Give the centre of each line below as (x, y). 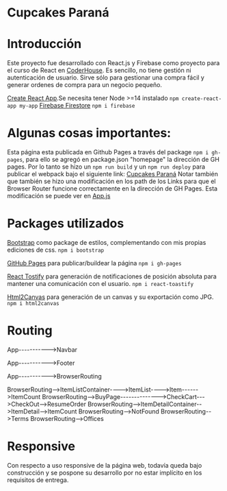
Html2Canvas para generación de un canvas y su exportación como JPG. (110, 297)
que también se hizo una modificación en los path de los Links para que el (111, 181)
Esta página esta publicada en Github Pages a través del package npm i (108, 152)
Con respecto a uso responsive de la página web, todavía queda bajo (105, 465)
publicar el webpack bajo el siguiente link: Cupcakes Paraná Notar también (113, 174)
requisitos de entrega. (38, 480)
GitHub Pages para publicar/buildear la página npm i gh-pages (94, 263)
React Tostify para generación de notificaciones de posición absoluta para (112, 276)
